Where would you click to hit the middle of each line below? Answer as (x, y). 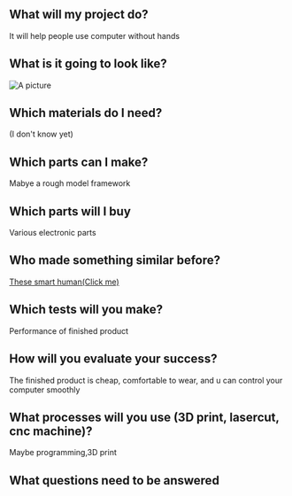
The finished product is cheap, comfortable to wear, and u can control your (146, 380)
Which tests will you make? (86, 310)
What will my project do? (79, 15)
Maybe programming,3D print (63, 453)
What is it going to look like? (88, 64)
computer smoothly (45, 390)
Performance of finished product (69, 330)
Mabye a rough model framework (70, 183)
